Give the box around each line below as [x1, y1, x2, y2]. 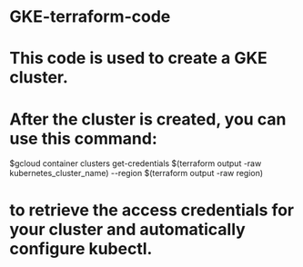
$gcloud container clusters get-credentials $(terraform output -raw [9, 158, 262, 169]
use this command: [9, 128, 157, 149]
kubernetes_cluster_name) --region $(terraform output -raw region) [9, 168, 264, 179]
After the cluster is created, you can [9, 109, 287, 129]
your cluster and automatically [9, 219, 246, 240]
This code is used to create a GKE [9, 48, 268, 69]
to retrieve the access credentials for [9, 200, 295, 220]
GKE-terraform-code [9, 6, 171, 27]
